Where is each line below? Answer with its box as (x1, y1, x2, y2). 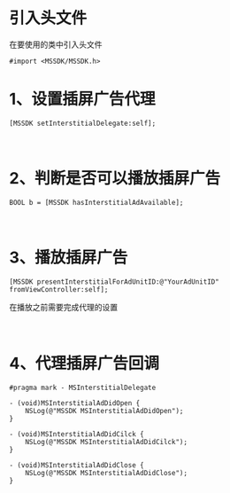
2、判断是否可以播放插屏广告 (9, 168, 221, 189)
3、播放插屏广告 (9, 247, 128, 267)
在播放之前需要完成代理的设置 (9, 301, 118, 312)
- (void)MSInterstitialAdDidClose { (9, 460, 144, 470)
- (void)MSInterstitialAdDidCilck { (9, 429, 144, 439)
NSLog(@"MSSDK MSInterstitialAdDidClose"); (25, 468, 188, 477)
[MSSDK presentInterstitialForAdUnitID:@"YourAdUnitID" (9, 277, 219, 286)
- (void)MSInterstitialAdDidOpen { (9, 398, 141, 408)
